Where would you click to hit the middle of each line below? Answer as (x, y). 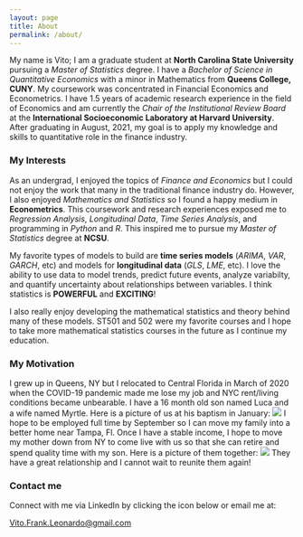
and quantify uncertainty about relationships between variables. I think (141, 284)
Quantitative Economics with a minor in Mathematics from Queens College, (150, 80)
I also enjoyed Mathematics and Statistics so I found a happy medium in (144, 199)
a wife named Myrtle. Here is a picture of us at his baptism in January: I (148, 413)
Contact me (36, 485)
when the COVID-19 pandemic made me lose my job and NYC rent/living (144, 392)
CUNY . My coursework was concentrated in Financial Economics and (139, 89)
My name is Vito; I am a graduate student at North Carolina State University (151, 61)
